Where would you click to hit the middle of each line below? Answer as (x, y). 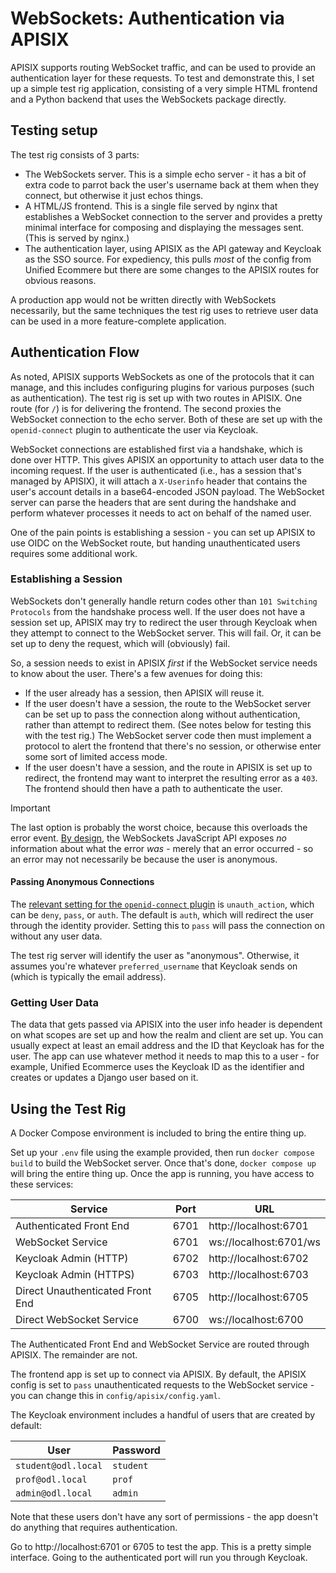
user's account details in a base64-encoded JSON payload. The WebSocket (167, 491)
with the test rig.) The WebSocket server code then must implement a (168, 735)
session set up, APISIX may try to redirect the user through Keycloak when (164, 622)
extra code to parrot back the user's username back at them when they (172, 184)
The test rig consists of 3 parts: (75, 154)
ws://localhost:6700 (256, 1320)
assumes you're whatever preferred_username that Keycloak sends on (154, 966)
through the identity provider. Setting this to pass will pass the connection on (168, 926)
